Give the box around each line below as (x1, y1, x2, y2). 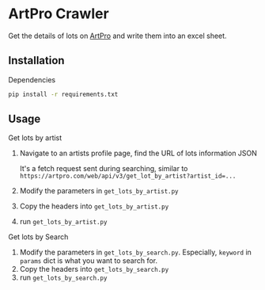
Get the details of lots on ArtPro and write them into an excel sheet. (8, 31, 227, 40)
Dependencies (8, 74, 56, 84)
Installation (8, 54, 65, 67)
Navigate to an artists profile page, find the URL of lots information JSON (19, 148, 257, 158)
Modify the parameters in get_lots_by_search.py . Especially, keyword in (19, 247, 252, 258)
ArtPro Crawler (8, 5, 109, 23)
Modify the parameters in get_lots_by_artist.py (19, 186, 180, 196)
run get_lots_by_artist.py (19, 217, 108, 227)
